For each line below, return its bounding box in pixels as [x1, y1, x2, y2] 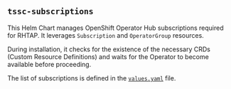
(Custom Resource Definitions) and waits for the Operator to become [7, 52, 210, 61]
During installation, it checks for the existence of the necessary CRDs [7, 45, 211, 53]
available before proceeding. [7, 60, 92, 68]
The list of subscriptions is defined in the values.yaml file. [7, 73, 176, 82]
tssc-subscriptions [7, 6, 94, 17]
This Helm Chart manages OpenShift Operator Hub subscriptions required [7, 23, 224, 32]
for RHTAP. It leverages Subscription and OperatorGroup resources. [7, 31, 204, 39]
